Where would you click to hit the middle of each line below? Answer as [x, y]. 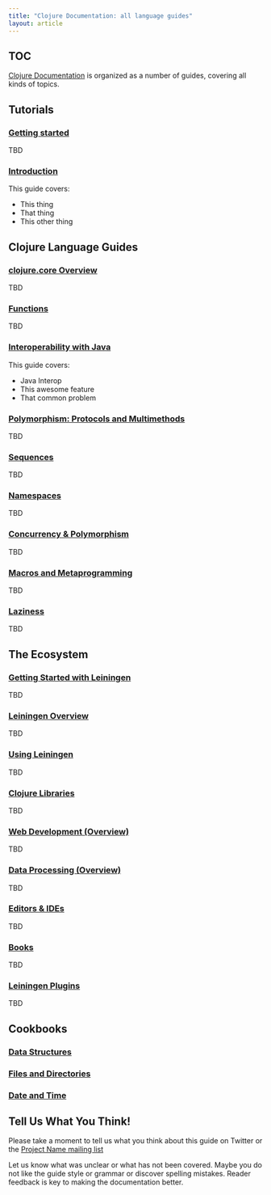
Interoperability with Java [60, 347]
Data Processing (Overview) [65, 870]
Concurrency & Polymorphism [69, 534]
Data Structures [40, 1052]
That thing [37, 213]
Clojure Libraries [42, 793]
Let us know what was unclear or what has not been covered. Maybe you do [135, 1165]
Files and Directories [50, 1074]
